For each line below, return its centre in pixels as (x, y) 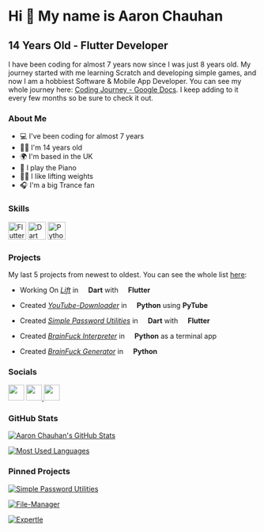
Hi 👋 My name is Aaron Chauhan (116, 16)
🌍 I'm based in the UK (56, 157)
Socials (23, 371)
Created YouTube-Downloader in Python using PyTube (113, 305)
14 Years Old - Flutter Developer (88, 46)
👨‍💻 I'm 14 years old (51, 148)
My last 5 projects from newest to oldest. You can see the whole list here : (128, 274)
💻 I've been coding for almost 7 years (82, 136)
